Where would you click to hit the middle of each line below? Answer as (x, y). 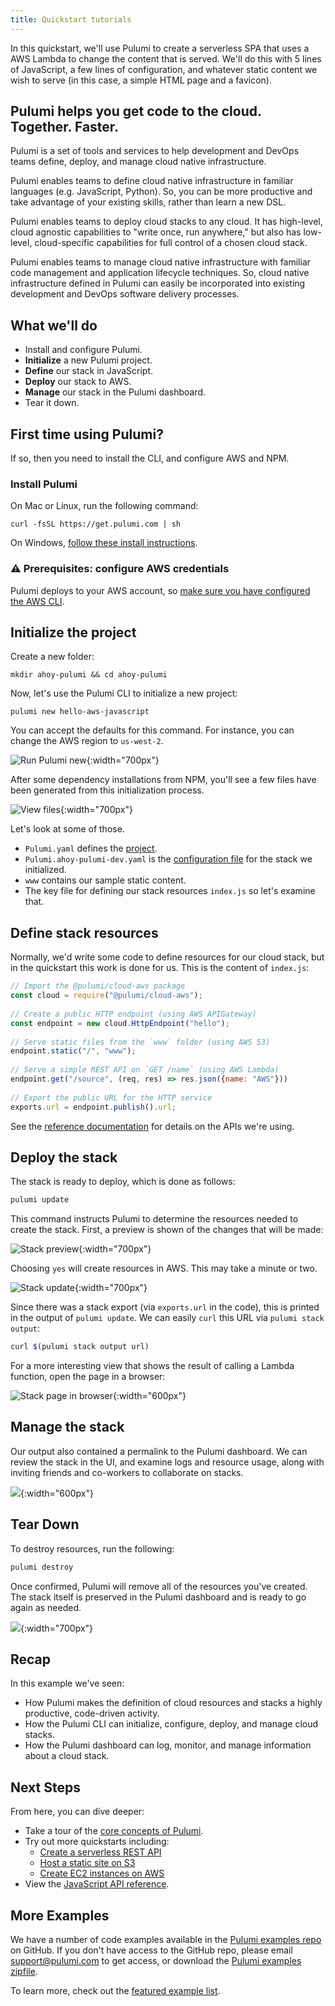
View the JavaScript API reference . (97, 1884)
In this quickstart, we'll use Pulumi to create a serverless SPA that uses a (160, 48)
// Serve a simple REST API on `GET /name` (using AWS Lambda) (145, 1070)
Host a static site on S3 (87, 1863)
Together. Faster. (65, 127)
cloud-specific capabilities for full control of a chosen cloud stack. (171, 243)
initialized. (45, 870)
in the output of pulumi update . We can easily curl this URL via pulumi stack (167, 1318)
